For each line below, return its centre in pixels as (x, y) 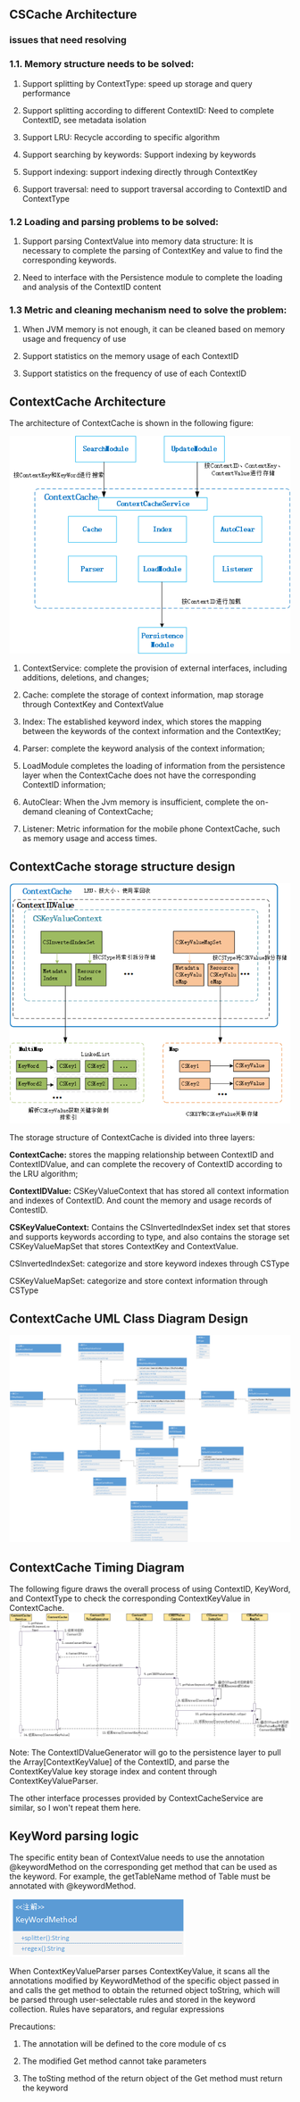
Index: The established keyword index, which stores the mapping (142, 722)
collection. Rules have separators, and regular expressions (117, 2009)
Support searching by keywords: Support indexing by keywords (139, 154)
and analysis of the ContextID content (92, 287)
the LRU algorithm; (44, 1174)
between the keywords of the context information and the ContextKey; (151, 731)
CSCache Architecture (73, 15)
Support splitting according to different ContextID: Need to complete (148, 110)
